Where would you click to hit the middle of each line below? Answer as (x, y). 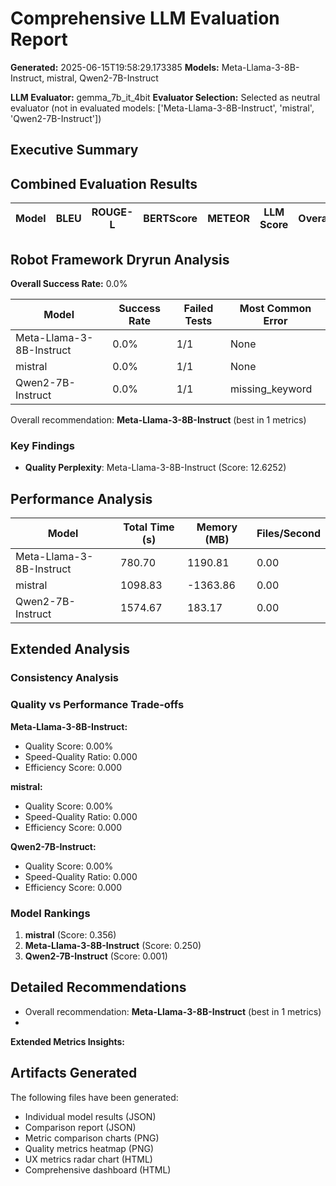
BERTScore (170, 219)
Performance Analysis (81, 498)
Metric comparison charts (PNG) (92, 1138)
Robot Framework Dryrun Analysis (120, 259)
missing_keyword (271, 389)
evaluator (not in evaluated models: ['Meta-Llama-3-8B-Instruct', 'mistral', (162, 108)
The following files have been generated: (94, 1097)
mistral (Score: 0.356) (70, 934)
